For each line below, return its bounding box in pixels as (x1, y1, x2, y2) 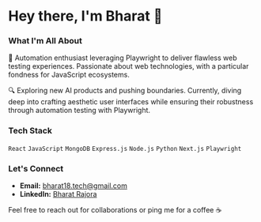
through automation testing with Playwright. (8, 106, 151, 115)
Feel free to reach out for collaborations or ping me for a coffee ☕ (8, 205, 222, 215)
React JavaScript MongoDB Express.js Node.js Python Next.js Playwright (8, 145, 242, 152)
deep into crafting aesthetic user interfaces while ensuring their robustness (8, 97, 254, 107)
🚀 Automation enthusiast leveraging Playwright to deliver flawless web (8, 53, 237, 62)
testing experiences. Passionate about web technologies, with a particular (8, 62, 249, 71)
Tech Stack (8, 126, 53, 137)
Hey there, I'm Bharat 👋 (8, 7, 163, 25)
